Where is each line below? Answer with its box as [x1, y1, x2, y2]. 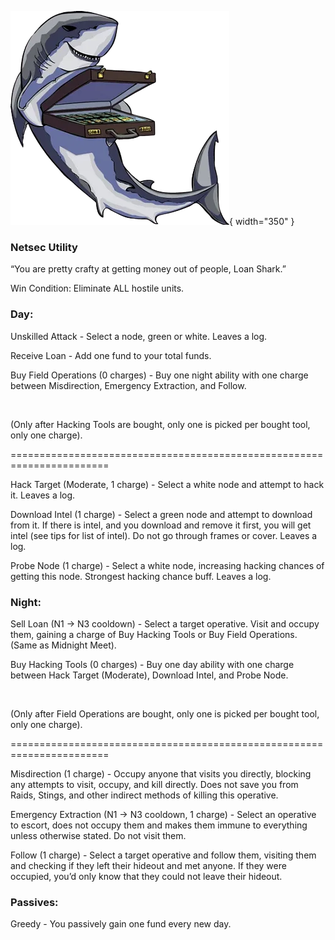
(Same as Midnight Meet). [10, 639, 117, 651]
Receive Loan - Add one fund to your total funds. [10, 349, 212, 361]
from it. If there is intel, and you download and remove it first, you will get [10, 519, 312, 531]
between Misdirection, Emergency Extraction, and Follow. [10, 379, 247, 391]
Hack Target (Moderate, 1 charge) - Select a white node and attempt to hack [10, 478, 325, 490]
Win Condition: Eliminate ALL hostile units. [10, 282, 185, 295]
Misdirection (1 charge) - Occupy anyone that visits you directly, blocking [10, 767, 312, 780]
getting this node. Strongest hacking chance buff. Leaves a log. [10, 570, 272, 582]
